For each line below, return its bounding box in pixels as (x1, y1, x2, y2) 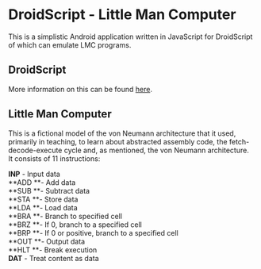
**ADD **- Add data (8, 177, 76, 187)
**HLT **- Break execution (8, 244, 98, 255)
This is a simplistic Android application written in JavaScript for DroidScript (8, 32, 253, 41)
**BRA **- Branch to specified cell (8, 211, 123, 221)
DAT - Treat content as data (8, 253, 99, 263)
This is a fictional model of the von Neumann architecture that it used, (8, 129, 236, 138)
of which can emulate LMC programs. (8, 40, 132, 49)
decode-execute (8, 145, 63, 155)
